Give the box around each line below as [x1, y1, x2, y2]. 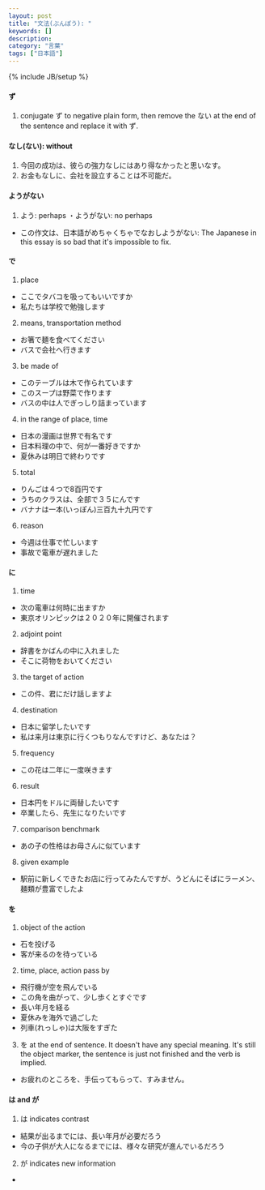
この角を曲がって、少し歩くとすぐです [19, 992, 148, 1002]
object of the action [19, 922, 86, 932]
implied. [19, 1058, 47, 1068]
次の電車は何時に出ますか [19, 603, 106, 613]
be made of [19, 361, 59, 370]
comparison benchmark [19, 824, 100, 834]
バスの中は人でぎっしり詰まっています [19, 398, 147, 408]
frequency [19, 748, 55, 758]
